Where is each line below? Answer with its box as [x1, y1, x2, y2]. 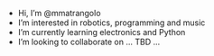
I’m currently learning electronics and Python [17, 27, 186, 37]
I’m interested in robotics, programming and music [17, 17, 206, 28]
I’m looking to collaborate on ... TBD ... [17, 36, 161, 47]
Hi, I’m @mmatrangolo [17, 8, 101, 18]
